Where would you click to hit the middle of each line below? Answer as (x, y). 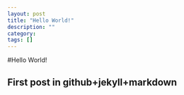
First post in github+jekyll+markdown (92, 82)
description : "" (31, 27)
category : (22, 33)
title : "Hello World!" (41, 20)
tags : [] (20, 40)
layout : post (27, 14)
